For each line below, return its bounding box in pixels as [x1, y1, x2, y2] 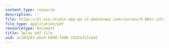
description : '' [5, 12, 39, 17]
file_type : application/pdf [5, 21, 64, 26]
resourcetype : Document [5, 26, 55, 31]
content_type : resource [5, 7, 55, 12]
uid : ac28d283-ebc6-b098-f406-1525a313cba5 [5, 35, 98, 40]
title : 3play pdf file [5, 30, 53, 35]
